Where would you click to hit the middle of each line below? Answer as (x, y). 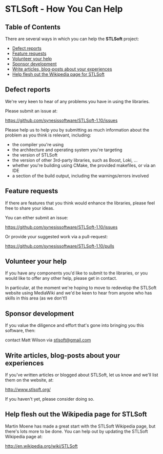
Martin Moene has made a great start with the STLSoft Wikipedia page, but (80, 426)
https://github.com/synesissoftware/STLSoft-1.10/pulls (60, 246)
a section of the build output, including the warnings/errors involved (80, 176)
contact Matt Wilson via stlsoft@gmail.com (48, 340)
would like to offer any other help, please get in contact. (61, 278)
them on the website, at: (29, 380)
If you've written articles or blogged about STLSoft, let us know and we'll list (82, 375)
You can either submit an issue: (37, 217)
